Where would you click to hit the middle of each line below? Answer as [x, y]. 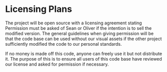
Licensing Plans [39, 9]
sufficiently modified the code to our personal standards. [64, 44]
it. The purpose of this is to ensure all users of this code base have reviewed [83, 59]
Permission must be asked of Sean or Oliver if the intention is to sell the [79, 28]
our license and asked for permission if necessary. [57, 64]
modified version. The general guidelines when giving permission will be [79, 33]
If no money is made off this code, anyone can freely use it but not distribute [84, 54]
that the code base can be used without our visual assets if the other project [83, 39]
